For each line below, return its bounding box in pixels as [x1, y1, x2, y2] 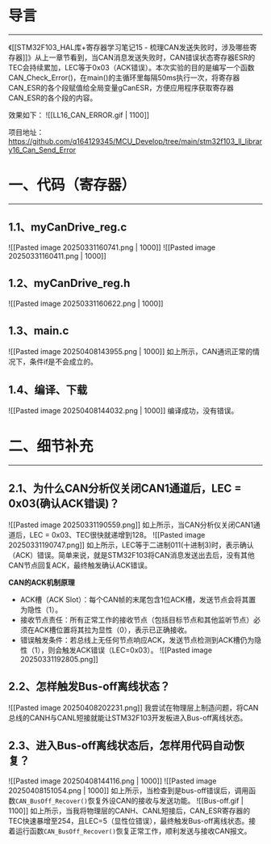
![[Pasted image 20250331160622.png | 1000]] [8, 298, 164, 308]
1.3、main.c [8, 323, 69, 337]
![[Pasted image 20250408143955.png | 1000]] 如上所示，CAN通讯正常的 [8, 347, 253, 357]
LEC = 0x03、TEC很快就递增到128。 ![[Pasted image [29, 530, 206, 539]
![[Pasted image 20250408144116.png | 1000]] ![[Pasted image [8, 776, 217, 786]
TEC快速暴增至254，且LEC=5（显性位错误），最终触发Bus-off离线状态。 [8, 816, 249, 825]
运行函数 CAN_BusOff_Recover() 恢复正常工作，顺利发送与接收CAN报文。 [15, 825, 252, 836]
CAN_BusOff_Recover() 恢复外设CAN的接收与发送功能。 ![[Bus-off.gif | [15, 795, 244, 805]
